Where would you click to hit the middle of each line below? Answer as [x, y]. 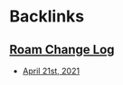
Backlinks [47, 17]
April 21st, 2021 [51, 71]
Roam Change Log [62, 50]
